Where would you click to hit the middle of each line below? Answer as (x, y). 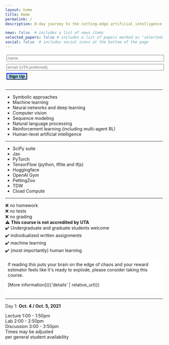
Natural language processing (42, 123)
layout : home (19, 10)
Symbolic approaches (35, 97)
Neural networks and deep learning (49, 107)
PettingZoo (24, 180)
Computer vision (29, 112)
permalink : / (19, 19)
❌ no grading (19, 216)
